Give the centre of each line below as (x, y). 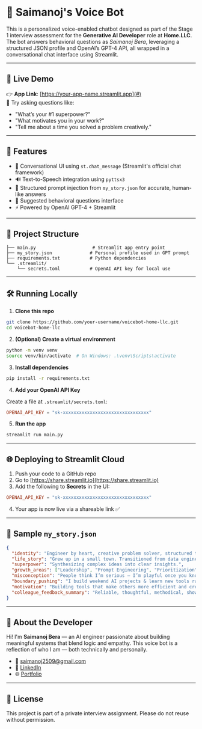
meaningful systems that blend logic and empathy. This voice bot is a (92, 643)
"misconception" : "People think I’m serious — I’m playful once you (99, 576)
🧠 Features (27, 152)
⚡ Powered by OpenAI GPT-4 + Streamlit (65, 207)
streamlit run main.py (35, 435)
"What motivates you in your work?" (60, 120)
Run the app (30, 424)
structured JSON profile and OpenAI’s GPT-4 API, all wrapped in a (88, 48)
